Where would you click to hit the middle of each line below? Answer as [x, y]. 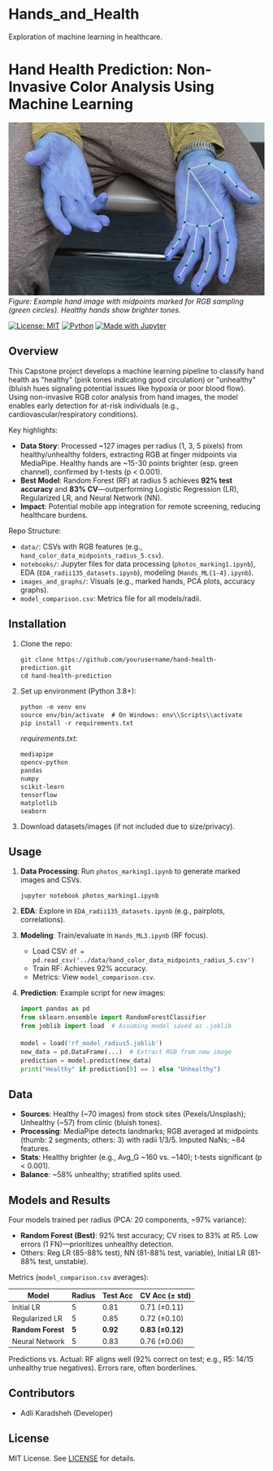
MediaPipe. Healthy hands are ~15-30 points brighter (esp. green [129, 463]
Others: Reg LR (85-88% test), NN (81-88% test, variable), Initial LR [133, 1253]
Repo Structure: [35, 531]
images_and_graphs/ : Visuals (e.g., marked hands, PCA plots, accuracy [138, 581]
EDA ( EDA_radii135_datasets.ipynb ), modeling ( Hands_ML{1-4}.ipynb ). [137, 572]
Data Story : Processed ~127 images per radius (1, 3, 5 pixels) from [131, 445]
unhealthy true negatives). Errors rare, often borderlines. [103, 1368]
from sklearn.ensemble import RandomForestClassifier [113, 1018]
